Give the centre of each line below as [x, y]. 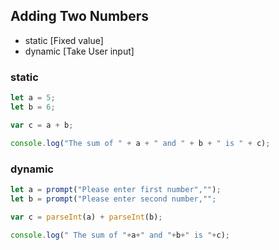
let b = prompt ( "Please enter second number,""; [113, 199]
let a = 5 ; [33, 98]
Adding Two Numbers [80, 16]
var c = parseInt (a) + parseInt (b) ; [86, 217]
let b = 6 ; [33, 107]
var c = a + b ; [42, 125]
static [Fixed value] [64, 40]
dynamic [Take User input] [79, 51]
